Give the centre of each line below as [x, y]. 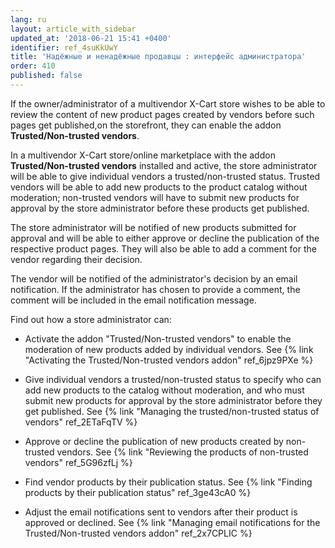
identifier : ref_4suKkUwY [64, 47]
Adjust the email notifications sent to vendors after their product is [161, 512]
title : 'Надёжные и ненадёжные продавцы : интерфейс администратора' [158, 57]
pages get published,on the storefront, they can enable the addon [146, 125]
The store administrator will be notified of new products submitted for [153, 227]
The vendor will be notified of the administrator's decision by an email [154, 278]
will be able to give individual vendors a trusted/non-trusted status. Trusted [165, 176]
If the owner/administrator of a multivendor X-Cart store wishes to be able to [168, 103]
